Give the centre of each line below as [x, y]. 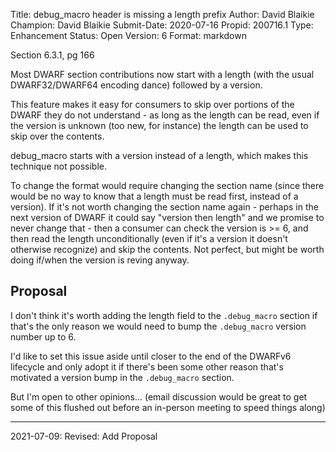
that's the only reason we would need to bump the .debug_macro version [158, 326]
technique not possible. [58, 166]
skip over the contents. [57, 136]
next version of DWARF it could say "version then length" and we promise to [167, 217]
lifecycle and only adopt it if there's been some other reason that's [147, 366]
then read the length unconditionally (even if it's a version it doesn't [149, 238]
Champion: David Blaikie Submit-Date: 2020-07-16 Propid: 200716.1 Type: [162, 25]
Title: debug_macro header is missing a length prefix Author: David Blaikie [162, 14]
